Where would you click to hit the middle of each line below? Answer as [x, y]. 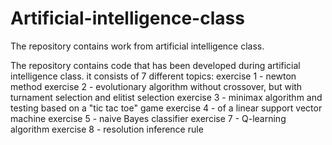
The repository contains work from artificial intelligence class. [137, 46]
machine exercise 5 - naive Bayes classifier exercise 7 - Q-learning [148, 118]
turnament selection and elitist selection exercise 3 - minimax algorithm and [166, 97]
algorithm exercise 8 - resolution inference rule [107, 129]
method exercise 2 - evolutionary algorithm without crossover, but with [156, 86]
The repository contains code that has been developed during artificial [155, 65]
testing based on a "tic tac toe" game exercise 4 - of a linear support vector [166, 108]
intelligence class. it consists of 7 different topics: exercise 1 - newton [153, 76]
